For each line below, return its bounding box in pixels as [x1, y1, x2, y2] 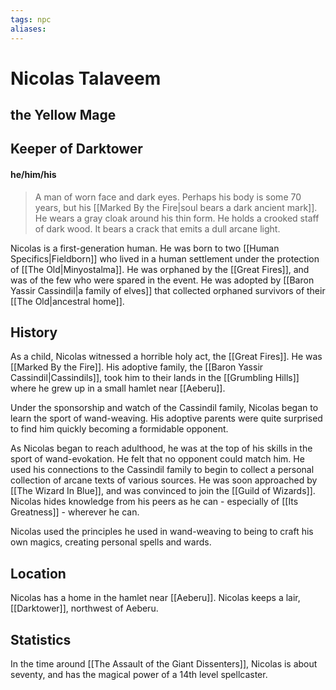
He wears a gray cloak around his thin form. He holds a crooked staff [34, 212, 320, 224]
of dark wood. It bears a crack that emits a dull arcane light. [34, 222, 281, 235]
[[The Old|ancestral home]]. [10, 295, 125, 307]
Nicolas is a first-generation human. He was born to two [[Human [10, 242, 280, 254]
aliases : [10, 24, 47, 34]
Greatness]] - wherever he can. [10, 506, 140, 518]
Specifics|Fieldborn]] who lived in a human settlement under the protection [10, 252, 320, 265]
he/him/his [10, 169, 57, 181]
